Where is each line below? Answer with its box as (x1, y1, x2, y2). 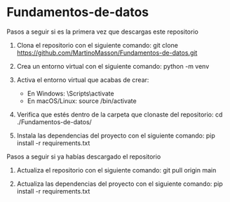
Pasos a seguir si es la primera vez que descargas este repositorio (6, 27, 199, 36)
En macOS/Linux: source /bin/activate (27, 96, 137, 105)
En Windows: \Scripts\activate (27, 89, 114, 97)
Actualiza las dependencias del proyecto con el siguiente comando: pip (16, 180, 224, 188)
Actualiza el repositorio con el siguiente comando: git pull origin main (16, 166, 217, 174)
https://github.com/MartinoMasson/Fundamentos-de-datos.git (16, 48, 198, 57)
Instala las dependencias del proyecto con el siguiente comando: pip (16, 131, 215, 140)
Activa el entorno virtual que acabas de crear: (16, 75, 149, 84)
